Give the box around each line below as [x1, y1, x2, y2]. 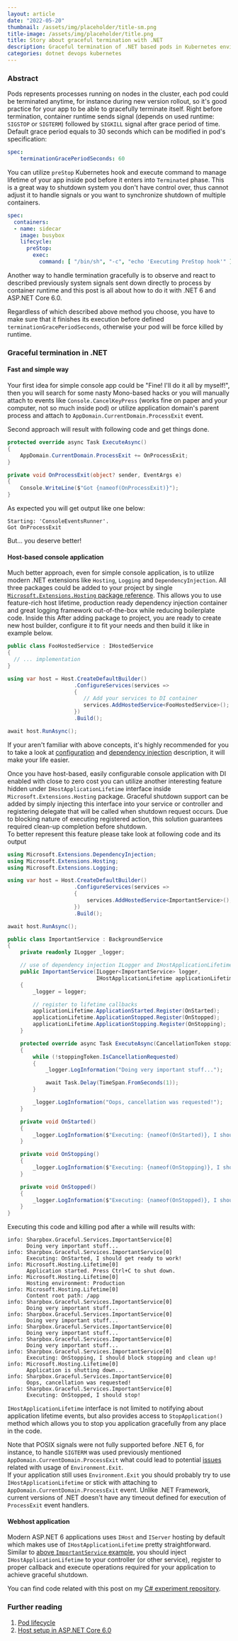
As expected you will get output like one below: [7, 504, 145, 513]
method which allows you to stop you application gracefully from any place [7, 1419, 227, 1428]
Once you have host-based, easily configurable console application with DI [7, 769, 227, 778]
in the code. [7, 1427, 42, 1435]
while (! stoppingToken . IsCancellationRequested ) [33, 1053, 179, 1060]
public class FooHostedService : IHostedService [7, 643, 154, 650]
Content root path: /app [25, 1292, 100, 1299]
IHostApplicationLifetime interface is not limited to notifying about [7, 1404, 204, 1413]
